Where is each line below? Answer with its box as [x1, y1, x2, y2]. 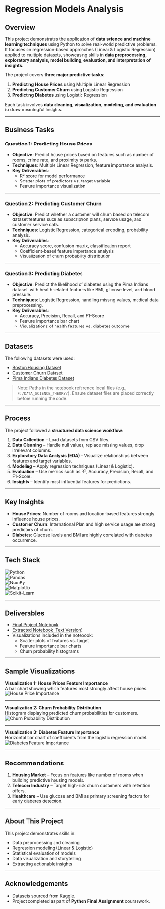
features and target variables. [12, 458, 72, 464]
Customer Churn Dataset [12, 370, 63, 376]
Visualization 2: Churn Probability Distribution [5, 705, 102, 711]
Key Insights [5, 498, 44, 506]
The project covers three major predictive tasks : [5, 72, 105, 77]
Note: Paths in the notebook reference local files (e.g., [17, 385, 127, 391]
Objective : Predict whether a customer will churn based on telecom [12, 211, 150, 217]
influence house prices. [12, 516, 60, 522]
